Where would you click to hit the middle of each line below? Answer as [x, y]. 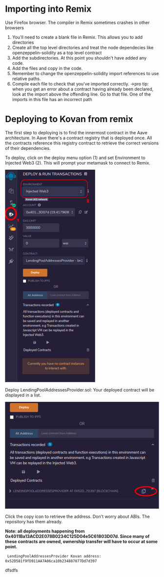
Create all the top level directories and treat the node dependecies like [83, 47]
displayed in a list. [23, 395]
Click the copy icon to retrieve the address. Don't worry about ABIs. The [77, 516]
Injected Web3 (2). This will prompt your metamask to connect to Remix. [78, 163]
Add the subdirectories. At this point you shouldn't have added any [79, 58]
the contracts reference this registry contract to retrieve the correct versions [82, 143]
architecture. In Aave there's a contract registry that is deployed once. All [79, 138]
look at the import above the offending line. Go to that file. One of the [82, 94]
